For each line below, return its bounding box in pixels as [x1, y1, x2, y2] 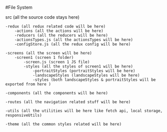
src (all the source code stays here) [5, 14, 80, 20]
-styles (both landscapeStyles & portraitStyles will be [32, 77, 156, 82]
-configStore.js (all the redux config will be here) [14, 42, 131, 47]
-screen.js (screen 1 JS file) [23, 59, 90, 64]
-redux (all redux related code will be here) [5, 24, 106, 29]
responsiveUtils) [5, 113, 42, 118]
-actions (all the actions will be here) [14, 28, 103, 34]
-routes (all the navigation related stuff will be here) [5, 100, 131, 105]
